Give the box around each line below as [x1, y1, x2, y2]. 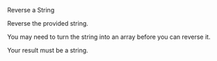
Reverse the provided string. [7, 19, 89, 27]
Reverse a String [7, 6, 55, 14]
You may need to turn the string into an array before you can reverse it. [7, 33, 211, 41]
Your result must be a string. [7, 46, 88, 54]
